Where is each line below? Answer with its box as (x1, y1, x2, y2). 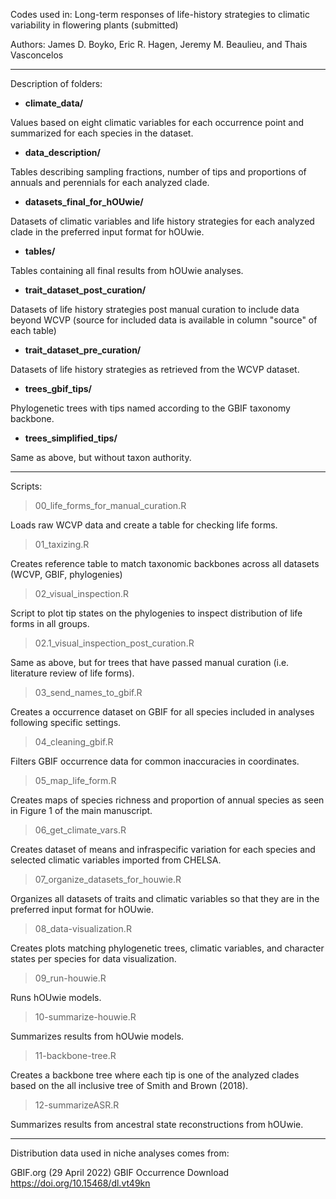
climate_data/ (24, 97, 84, 109)
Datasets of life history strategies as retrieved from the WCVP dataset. (10, 364, 300, 375)
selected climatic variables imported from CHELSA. (10, 854, 222, 866)
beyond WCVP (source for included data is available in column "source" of (10, 314, 318, 326)
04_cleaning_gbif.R (34, 736, 114, 748)
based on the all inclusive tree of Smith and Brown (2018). (10, 1080, 249, 1091)
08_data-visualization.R (34, 923, 132, 934)
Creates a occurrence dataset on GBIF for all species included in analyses (10, 706, 315, 718)
